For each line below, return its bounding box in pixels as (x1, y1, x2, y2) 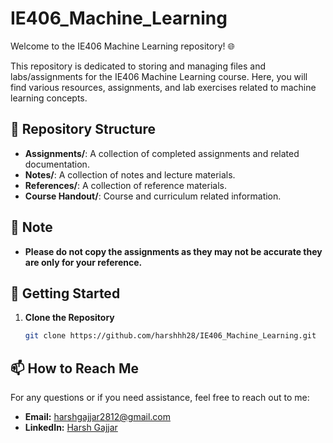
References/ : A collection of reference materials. (24, 179, 227, 191)
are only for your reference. (24, 256, 143, 268)
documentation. (24, 158, 90, 170)
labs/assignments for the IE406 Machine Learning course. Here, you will (10, 70, 308, 82)
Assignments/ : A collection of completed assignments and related (24, 147, 300, 159)
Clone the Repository (24, 312, 115, 324)
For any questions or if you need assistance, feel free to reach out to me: (10, 392, 310, 404)
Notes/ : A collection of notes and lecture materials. (24, 168, 236, 181)
